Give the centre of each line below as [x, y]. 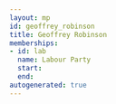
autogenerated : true [48, 85]
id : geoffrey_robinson [52, 26]
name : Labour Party [54, 60]
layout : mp [30, 18]
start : [30, 69]
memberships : [34, 43]
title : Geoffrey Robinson [58, 34]
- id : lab [28, 52]
